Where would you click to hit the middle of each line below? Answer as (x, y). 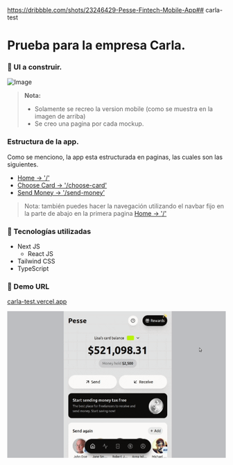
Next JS (28, 246)
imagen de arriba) (60, 117)
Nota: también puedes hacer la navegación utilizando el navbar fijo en (124, 206)
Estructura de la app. (43, 142)
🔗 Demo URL (28, 286)
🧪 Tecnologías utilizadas (49, 231)
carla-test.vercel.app (37, 302)
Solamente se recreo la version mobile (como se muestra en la (124, 109)
